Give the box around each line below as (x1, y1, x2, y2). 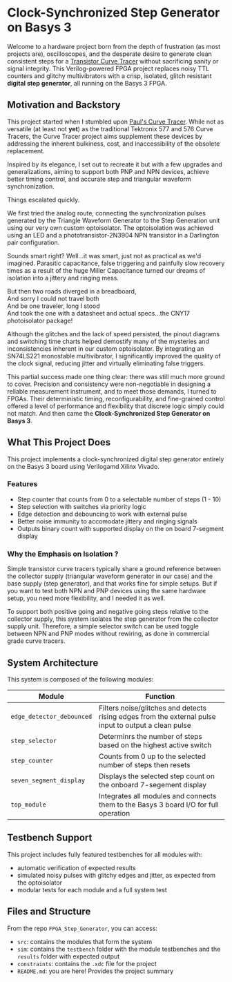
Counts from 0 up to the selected (99, 751, 206, 761)
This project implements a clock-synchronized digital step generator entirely (7, 454, 224, 463)
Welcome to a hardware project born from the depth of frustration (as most (7, 42, 221, 50)
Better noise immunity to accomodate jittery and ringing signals (17, 517, 198, 526)
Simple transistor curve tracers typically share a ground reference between (7, 565, 221, 573)
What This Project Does (7, 436, 111, 448)
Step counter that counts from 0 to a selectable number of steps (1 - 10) (17, 495, 222, 503)
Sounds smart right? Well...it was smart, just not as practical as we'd (7, 251, 202, 260)
